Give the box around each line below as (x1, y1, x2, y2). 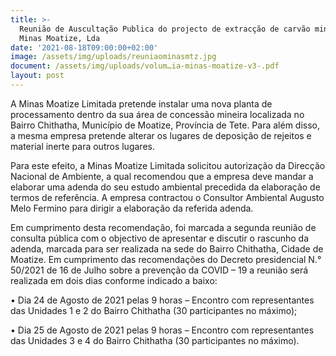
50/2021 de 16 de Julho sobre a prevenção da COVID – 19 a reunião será (10, 264, 309, 276)
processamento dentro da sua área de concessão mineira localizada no (10, 108, 305, 120)
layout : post (10, 71, 65, 81)
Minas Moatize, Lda (19, 33, 101, 43)
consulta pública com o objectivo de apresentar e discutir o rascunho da (10, 232, 310, 244)
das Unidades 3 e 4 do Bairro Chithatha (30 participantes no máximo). (10, 334, 300, 346)
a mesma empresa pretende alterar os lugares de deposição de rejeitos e (10, 129, 312, 141)
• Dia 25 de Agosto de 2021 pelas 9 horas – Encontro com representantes (10, 324, 315, 336)
